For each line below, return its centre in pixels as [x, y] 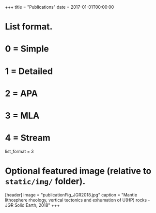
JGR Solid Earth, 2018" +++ [32, 205]
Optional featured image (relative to [78, 171]
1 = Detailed [29, 71]
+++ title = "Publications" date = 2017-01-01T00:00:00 [60, 7]
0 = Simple [27, 49]
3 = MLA [22, 115]
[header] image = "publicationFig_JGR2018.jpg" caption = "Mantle [71, 195]
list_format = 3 [19, 151]
